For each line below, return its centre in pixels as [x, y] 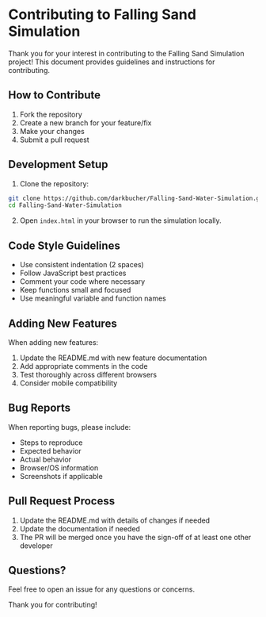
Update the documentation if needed [80, 528]
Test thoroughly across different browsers [88, 374]
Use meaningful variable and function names [93, 298]
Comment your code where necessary [82, 282]
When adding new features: [53, 342]
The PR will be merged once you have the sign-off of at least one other [135, 537]
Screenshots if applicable [61, 476]
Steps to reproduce [51, 443]
